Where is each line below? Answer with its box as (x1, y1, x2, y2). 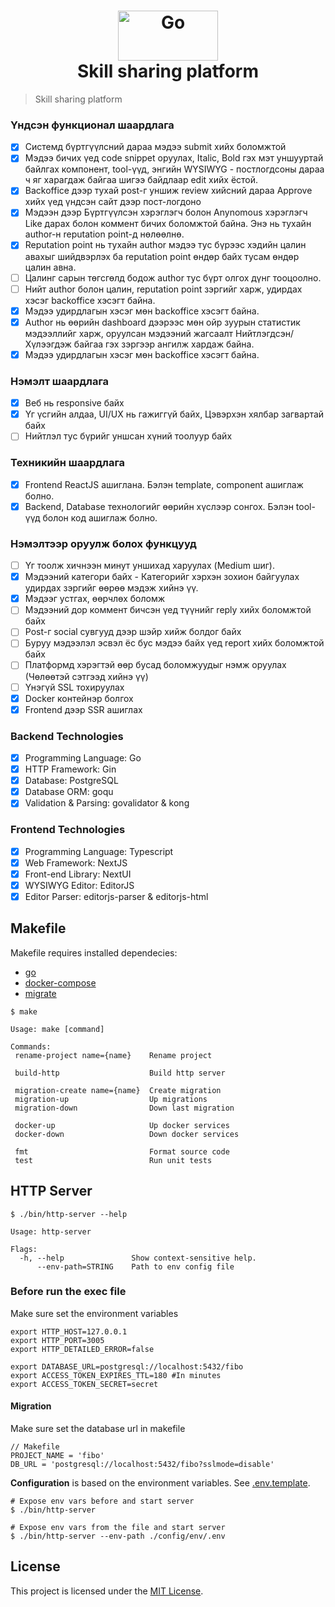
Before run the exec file (10, 1285, 127, 1299)
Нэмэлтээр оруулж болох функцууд (10, 536, 197, 550)
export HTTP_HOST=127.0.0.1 (10, 1326, 128, 1337)
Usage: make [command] (10, 1024, 105, 1034)
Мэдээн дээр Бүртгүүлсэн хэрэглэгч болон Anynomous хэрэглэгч (24, 206, 308, 219)
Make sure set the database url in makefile (10, 1423, 186, 1435)
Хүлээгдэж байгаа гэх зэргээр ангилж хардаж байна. (24, 338, 255, 350)
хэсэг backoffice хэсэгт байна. (24, 294, 156, 306)
